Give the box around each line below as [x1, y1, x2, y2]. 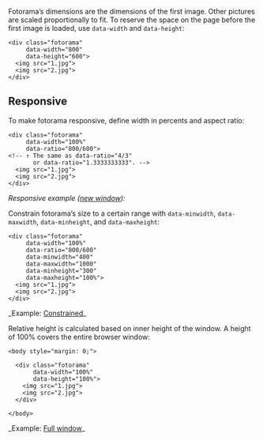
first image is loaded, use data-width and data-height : [8, 24, 185, 32]
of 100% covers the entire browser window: [8, 332, 150, 341]
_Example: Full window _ [8, 423, 85, 433]
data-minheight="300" [25, 266, 97, 275]
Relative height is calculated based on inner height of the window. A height [8, 323, 251, 333]
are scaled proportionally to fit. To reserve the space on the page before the [8, 15, 256, 24]
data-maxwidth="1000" [25, 260, 97, 268]
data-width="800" [25, 46, 83, 54]
